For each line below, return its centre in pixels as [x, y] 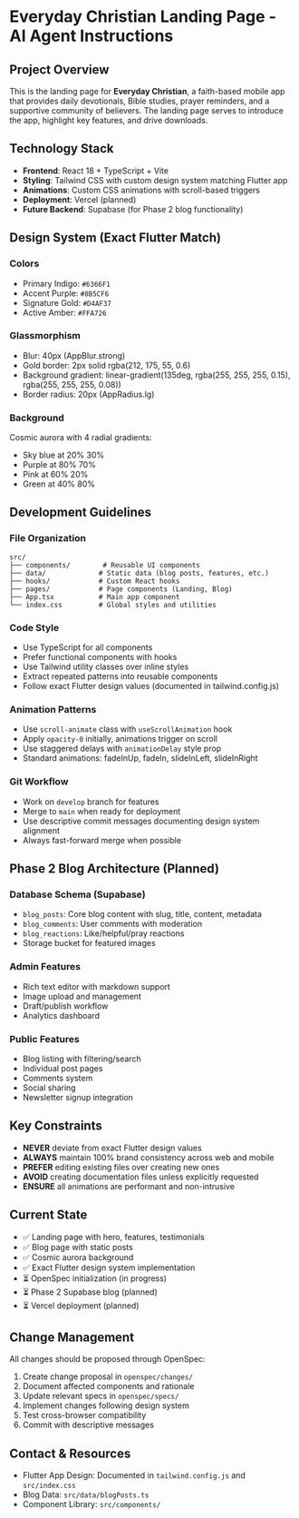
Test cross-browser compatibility [84, 1415]
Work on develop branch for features [91, 802]
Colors [24, 263]
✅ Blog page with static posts [77, 1247]
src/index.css [49, 1486]
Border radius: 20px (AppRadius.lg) [88, 394]
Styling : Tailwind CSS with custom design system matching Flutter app [155, 180]
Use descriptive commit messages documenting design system [141, 821]
